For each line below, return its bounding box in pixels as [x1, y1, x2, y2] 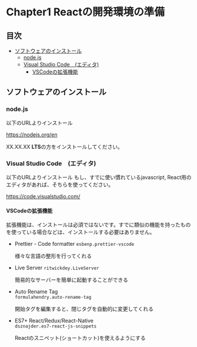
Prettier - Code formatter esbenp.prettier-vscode [14, 241, 135, 248]
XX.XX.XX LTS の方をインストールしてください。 [6, 143, 123, 150]
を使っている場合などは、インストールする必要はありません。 [6, 229, 155, 236]
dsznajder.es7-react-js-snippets [14, 323, 97, 329]
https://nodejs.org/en [6, 131, 58, 138]
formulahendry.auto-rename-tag [14, 295, 92, 301]
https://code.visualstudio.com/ [6, 192, 81, 200]
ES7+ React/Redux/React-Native [14, 317, 94, 324]
